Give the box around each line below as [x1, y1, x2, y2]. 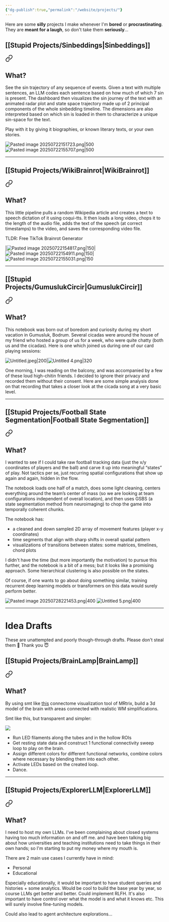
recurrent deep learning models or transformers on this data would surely [5, 583, 157, 589]
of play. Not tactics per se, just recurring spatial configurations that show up [5, 470, 163, 476]
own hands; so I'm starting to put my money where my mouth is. [5, 846, 138, 852]
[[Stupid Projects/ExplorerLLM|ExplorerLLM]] [5, 786, 151, 795]
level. [5, 388, 17, 395]
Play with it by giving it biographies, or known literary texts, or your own [5, 126, 154, 132]
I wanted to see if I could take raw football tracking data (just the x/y [5, 459, 147, 465]
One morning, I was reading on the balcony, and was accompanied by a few [5, 367, 162, 373]
